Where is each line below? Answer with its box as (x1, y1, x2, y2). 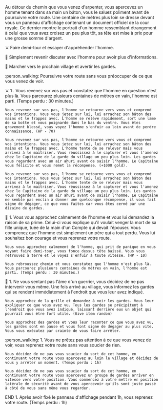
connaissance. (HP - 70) (5, 129, 56, 134)
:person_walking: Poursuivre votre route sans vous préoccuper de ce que (5, 73, 153, 79)
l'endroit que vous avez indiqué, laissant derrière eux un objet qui (5, 307, 152, 312)
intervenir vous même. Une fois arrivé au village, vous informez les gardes (5, 284, 155, 289)
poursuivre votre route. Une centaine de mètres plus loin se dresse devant (5, 15, 155, 20)
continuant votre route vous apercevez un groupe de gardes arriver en (5, 373, 154, 378)
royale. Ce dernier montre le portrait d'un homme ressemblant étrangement (5, 25, 157, 31)
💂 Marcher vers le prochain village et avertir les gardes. (5, 63, 116, 69)
